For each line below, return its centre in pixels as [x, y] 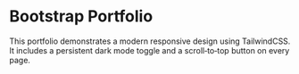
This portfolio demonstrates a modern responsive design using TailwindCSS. [150, 41]
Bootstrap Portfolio [81, 16]
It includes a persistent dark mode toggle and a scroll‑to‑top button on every [149, 50]
